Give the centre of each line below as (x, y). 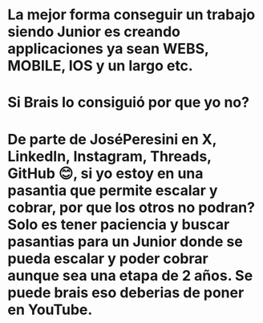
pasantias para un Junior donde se (125, 241)
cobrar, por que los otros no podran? (131, 207)
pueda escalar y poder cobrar (108, 258)
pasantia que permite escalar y (113, 190)
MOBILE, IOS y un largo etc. (100, 66)
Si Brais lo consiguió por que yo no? (129, 103)
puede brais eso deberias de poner (126, 292)
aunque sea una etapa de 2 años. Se (130, 275)
